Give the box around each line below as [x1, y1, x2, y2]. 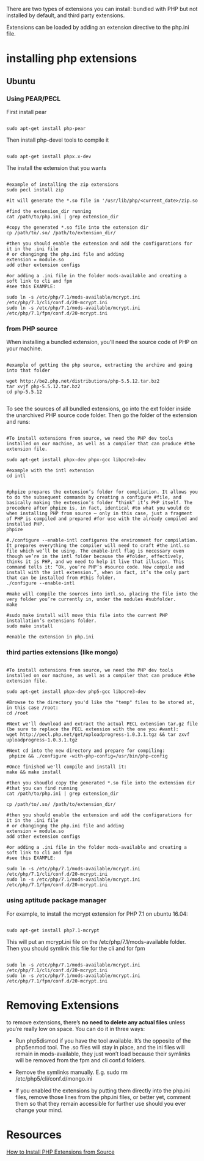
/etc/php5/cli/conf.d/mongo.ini [15, 1075, 93, 1082]
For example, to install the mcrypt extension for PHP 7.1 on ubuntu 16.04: [6, 910, 188, 918]
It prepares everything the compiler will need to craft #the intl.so [6, 543, 190, 549]
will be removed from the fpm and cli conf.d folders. [15, 1056, 146, 1063]
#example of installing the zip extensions [6, 181, 119, 188]
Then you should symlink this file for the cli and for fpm [6, 945, 145, 952]
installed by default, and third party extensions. [6, 12, 125, 19]
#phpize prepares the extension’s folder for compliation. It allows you [6, 489, 199, 496]
